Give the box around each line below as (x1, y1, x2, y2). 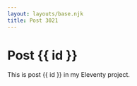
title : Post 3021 (7, 17, 59, 24)
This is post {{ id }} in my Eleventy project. (7, 70, 131, 79)
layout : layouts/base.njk (7, 10, 83, 18)
